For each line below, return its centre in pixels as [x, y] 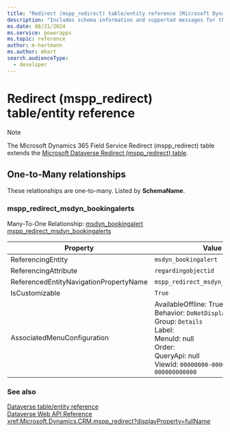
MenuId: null [174, 339]
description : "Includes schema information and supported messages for [111, 20]
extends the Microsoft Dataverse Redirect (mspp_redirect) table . [98, 152]
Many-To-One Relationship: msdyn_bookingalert [75, 223]
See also [22, 391]
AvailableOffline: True [189, 304]
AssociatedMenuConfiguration [60, 337]
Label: [164, 330]
